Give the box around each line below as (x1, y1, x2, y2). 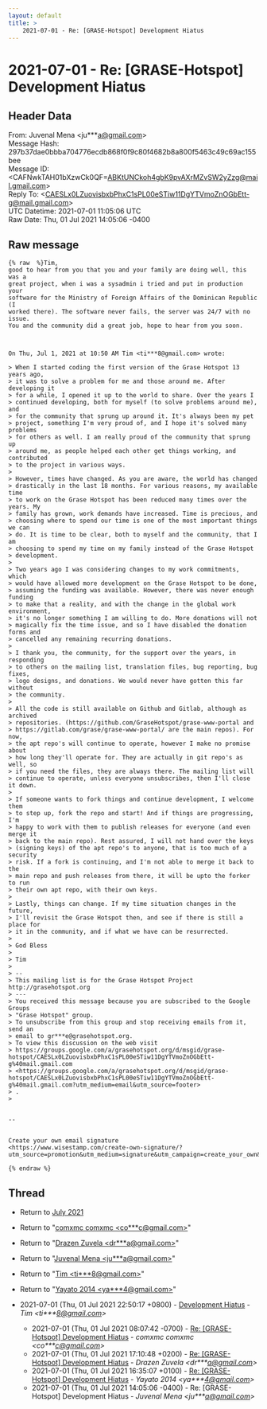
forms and (8, 628, 41, 637)
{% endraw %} (8, 1165, 52, 1173)
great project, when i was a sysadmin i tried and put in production (8, 280, 244, 288)
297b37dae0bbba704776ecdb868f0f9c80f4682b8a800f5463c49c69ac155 (8, 147, 257, 157)
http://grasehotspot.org (8, 984, 91, 992)
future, (8, 907, 34, 915)
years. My (8, 503, 41, 511)
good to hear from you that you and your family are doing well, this (8, 266, 247, 275)
